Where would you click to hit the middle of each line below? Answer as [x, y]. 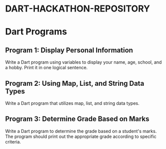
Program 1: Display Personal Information [69, 50]
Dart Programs [36, 32]
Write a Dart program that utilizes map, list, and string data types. [72, 103]
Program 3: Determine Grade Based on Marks [77, 119]
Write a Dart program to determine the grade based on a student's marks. [81, 131]
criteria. [13, 141]
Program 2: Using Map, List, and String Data [75, 83]
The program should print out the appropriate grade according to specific [81, 136]
